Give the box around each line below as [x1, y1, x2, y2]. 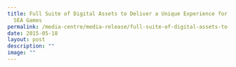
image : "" [7, 50, 37, 57]
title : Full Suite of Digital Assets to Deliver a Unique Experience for [7, 10, 228, 17]
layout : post [7, 36, 46, 43]
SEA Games [13, 17, 42, 24]
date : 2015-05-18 [7, 29, 58, 37]
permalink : [7, 23, 39, 30]
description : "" [7, 43, 55, 50]
